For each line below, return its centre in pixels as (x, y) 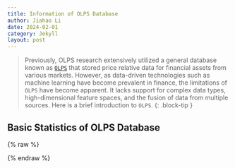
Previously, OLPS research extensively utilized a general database (121, 60)
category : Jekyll (33, 34)
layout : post (26, 40)
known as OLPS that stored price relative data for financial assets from (126, 68)
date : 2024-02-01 (33, 27)
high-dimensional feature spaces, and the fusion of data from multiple (126, 98)
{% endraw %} (29, 158)
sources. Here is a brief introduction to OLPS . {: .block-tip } (109, 105)
